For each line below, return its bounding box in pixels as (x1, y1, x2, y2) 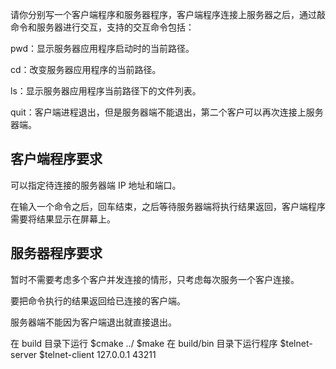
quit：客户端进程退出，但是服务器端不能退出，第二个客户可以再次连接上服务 (10, 106, 324, 118)
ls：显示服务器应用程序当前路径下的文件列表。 (10, 85, 202, 97)
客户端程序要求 (10, 151, 103, 168)
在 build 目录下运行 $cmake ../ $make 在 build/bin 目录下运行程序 (10, 337, 278, 349)
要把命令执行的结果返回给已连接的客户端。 (10, 294, 186, 307)
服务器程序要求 (10, 245, 103, 262)
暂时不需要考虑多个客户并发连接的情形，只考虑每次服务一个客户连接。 (10, 273, 300, 285)
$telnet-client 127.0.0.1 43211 (39, 348, 157, 360)
